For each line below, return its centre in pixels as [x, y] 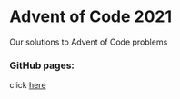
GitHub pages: [42, 65]
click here [28, 85]
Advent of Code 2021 [91, 17]
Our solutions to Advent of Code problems [89, 42]
